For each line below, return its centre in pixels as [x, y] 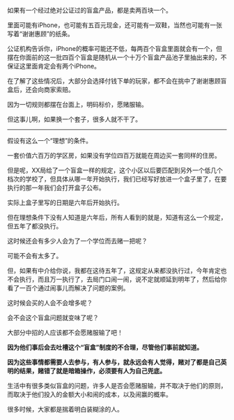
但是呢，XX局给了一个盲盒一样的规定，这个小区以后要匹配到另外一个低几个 [115, 170]
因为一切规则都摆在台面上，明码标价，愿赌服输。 [77, 104]
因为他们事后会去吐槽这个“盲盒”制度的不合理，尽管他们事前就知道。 [105, 347]
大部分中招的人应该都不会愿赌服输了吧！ [65, 332]
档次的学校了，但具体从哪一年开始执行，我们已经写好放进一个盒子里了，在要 [117, 179]
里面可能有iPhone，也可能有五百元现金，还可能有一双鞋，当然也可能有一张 [115, 25]
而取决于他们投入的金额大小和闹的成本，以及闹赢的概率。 [89, 394]
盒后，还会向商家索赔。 [41, 90]
